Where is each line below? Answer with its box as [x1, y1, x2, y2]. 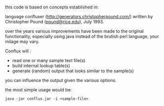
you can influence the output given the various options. [5, 78, 117, 83]
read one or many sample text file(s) [12, 58, 86, 63]
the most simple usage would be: [5, 87, 72, 92]
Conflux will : [5, 48, 31, 54]
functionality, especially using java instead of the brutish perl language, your [5, 34, 159, 39]
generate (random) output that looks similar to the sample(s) [12, 68, 134, 74]
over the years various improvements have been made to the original [5, 28, 144, 34]
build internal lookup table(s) [12, 63, 70, 68]
